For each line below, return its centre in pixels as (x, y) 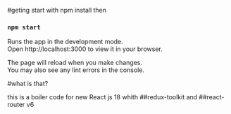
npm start (24, 27)
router (16, 105)
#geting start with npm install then (57, 10)
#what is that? (28, 84)
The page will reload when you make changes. (75, 63)
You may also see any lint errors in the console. (76, 70)
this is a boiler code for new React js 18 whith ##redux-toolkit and (102, 97)
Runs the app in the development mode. (65, 42)
